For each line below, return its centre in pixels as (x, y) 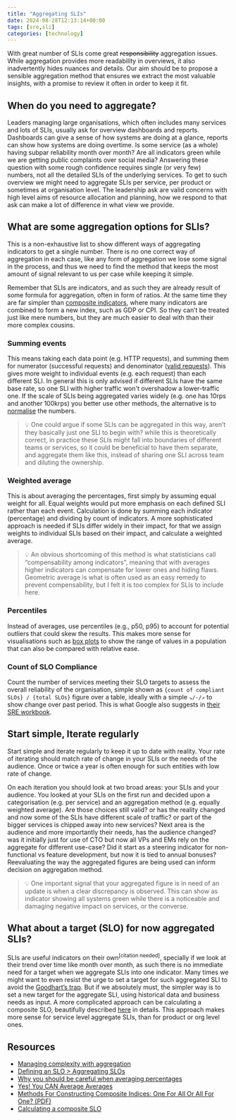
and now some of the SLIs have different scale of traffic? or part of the (110, 817)
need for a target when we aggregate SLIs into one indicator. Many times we (118, 972)
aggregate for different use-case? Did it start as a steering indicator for (110, 847)
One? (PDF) (34, 1101)
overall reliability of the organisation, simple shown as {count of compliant (116, 690)
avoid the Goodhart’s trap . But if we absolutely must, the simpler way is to (114, 988)
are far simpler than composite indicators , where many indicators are (107, 302)
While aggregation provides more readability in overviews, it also (101, 61)
